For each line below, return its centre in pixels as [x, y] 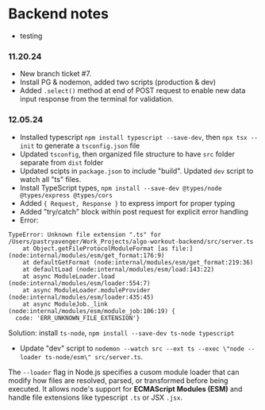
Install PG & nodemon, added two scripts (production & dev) [118, 82]
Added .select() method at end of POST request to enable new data [132, 91]
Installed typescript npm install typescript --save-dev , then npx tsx [133, 137]
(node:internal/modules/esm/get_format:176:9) [86, 255]
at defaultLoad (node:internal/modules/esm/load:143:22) [119, 269]
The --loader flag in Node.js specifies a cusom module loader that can [124, 372]
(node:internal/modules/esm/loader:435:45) [81, 297]
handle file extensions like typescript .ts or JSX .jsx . [95, 397]
